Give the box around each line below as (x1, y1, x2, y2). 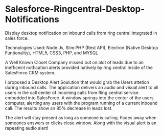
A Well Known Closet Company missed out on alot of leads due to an (5, 59, 144, 65)
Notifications (5, 14, 60, 25)
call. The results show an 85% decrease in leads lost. (5, 105, 113, 111)
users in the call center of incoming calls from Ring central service (5, 90, 139, 95)
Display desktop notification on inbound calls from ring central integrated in (5, 30, 158, 36)
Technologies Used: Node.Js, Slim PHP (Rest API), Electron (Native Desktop (5, 45, 158, 50)
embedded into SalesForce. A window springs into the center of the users (5, 94, 154, 101)
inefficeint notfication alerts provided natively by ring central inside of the (5, 65, 153, 70)
